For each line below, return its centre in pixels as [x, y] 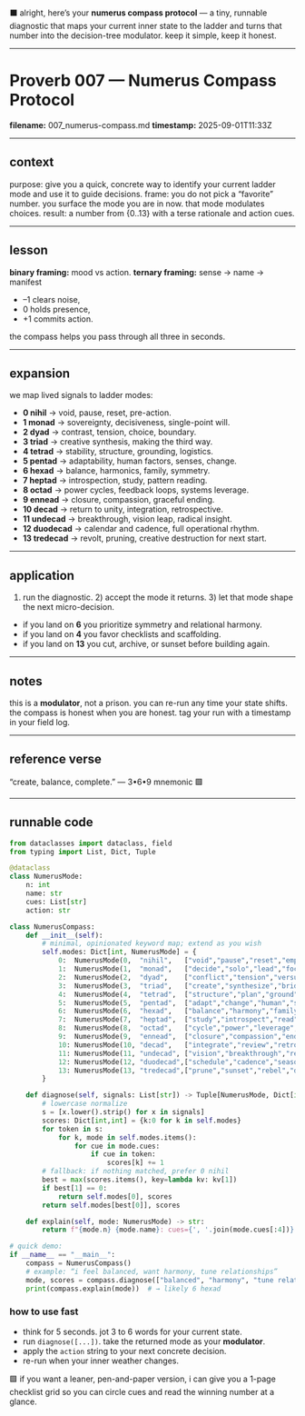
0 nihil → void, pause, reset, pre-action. [97, 413]
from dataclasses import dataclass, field [91, 843]
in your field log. [40, 722]
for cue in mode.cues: [117, 1146]
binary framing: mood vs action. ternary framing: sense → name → [137, 272]
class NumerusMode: [46, 877]
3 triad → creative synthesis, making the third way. [118, 442]
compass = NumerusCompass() [79, 1263]
